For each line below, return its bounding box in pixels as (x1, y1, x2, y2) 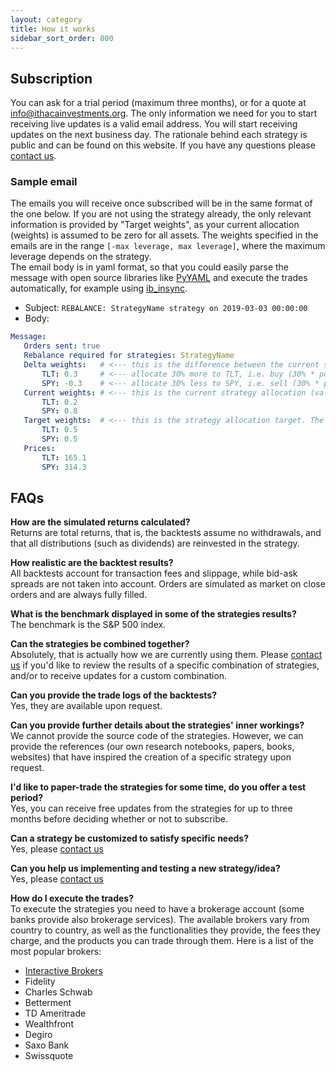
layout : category (10, 14, 83, 25)
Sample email (10, 175, 78, 189)
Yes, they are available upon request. (10, 700, 163, 712)
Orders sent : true (23, 341, 101, 351)
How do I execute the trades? (10, 892, 135, 905)
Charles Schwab (24, 986, 93, 998)
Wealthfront (24, 1018, 74, 1030)
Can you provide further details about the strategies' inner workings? (10, 719, 305, 731)
